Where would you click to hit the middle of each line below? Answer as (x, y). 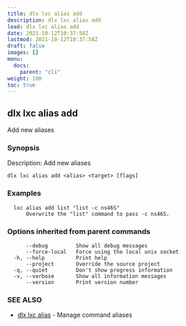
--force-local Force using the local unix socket (102, 251)
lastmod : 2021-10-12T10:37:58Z (53, 40)
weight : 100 (24, 78)
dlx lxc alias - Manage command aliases (75, 315)
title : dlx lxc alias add (45, 14)
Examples (24, 194)
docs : (22, 65)
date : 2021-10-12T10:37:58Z (48, 33)
